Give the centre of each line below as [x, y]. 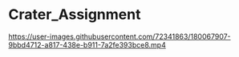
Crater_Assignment [75, 15]
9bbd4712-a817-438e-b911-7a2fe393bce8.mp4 [87, 44]
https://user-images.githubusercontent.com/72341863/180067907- [119, 36]
